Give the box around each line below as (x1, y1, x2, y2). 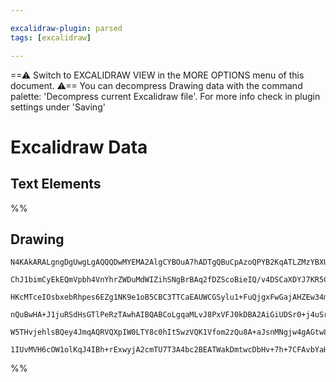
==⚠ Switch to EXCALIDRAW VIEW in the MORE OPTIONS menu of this (10, 69, 305, 81)
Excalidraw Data (10, 136, 148, 158)
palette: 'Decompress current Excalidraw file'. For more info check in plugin (10, 90, 321, 102)
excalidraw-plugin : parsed (10, 23, 123, 33)
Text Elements (10, 176, 102, 193)
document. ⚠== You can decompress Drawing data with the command (10, 79, 303, 91)
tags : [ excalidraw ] (10, 32, 92, 43)
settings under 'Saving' (10, 101, 106, 113)
